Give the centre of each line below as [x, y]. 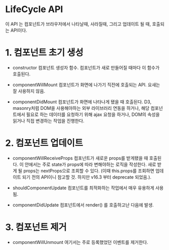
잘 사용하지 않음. [29, 91]
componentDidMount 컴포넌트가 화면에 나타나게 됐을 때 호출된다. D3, [82, 102]
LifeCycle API [34, 9]
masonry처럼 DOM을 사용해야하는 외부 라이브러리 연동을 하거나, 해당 [81, 108]
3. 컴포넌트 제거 [36, 227]
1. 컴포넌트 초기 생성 [44, 53]
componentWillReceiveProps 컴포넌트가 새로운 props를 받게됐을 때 [80, 158]
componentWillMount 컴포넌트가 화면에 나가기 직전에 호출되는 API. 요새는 [86, 85]
